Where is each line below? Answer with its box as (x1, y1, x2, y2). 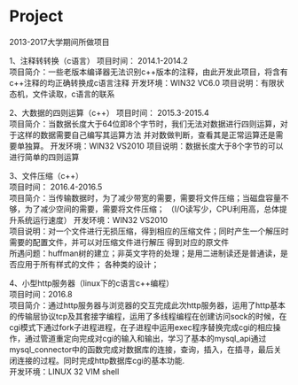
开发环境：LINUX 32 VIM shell (9, 366, 120, 377)
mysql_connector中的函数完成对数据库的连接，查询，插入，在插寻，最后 (9, 343, 274, 355)
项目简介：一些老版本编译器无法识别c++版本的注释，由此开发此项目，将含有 (9, 66, 288, 77)
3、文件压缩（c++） (9, 170, 84, 181)
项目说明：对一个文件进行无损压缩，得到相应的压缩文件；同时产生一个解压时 (9, 226, 289, 236)
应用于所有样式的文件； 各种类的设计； (16, 258, 160, 269)
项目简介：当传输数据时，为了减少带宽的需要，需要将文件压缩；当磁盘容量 (9, 192, 281, 203)
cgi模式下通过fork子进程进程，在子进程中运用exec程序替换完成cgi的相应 (9, 321, 273, 333)
